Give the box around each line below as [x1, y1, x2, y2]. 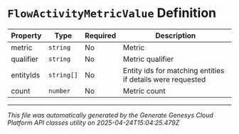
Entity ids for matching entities [123, 65, 225, 75]
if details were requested [123, 74, 206, 84]
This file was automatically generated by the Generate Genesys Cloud [7, 111, 213, 119]
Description [155, 30, 196, 40]
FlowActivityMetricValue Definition [7, 5, 217, 21]
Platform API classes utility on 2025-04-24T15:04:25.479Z [7, 118, 180, 127]
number [48, 86, 71, 95]
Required [85, 30, 117, 40]
